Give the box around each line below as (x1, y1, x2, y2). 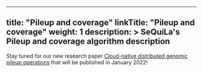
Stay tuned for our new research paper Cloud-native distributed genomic (6, 52, 188, 59)
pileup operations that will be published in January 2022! (6, 58, 148, 66)
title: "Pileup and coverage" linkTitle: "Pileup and (6, 17, 195, 28)
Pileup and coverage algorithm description (6, 37, 170, 47)
